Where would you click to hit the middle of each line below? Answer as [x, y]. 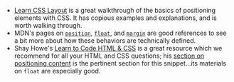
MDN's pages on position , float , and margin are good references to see [120, 33]
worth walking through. [48, 25]
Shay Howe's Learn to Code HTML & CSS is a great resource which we [118, 48]
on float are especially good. [57, 71]
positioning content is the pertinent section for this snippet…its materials [120, 63]
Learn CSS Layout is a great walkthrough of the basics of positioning [115, 10]
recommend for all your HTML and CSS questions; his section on [109, 56]
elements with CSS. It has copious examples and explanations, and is [115, 18]
